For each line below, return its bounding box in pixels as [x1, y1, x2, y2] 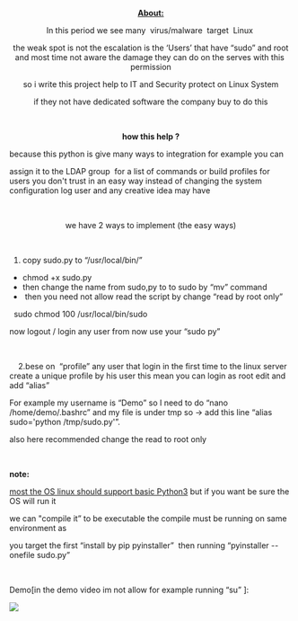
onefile [9, 550, 35, 560]
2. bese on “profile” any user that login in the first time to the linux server [17, 361, 287, 371]
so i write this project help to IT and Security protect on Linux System [22, 79, 279, 89]
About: [137, 8, 164, 18]
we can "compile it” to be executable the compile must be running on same [9, 513, 287, 524]
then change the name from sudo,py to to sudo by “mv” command [22, 282, 267, 292]
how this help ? [122, 131, 180, 142]
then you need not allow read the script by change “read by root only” [24, 291, 284, 302]
